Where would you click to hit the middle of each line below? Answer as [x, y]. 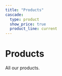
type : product [24, 19]
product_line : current [34, 29]
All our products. [22, 68]
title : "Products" [24, 10]
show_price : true [28, 24]
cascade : [14, 15]
